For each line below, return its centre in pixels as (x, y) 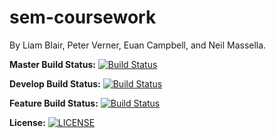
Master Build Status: (52, 64)
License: (27, 122)
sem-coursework (83, 17)
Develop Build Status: (55, 83)
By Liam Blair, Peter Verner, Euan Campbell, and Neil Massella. (138, 45)
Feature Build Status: (54, 103)
